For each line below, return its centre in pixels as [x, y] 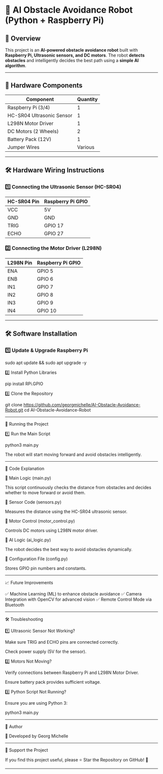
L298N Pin [20, 263]
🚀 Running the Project [27, 424]
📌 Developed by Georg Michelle [37, 736]
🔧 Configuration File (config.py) [36, 559]
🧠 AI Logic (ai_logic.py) [28, 540]
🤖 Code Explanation [25, 468]
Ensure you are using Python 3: [36, 703]
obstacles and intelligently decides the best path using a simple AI [72, 60]
